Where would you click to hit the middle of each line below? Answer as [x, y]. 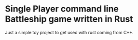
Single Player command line [62, 9]
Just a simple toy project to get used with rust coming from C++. [69, 32]
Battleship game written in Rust [69, 19]
